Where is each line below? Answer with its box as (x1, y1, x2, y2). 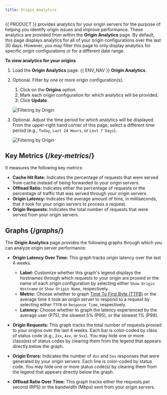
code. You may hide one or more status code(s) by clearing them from (12, 364, 157, 370)
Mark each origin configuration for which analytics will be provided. (19, 92, 159, 98)
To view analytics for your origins (5, 57, 76, 63)
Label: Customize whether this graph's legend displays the (19, 270, 141, 276)
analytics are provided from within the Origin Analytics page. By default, (5, 32, 155, 38)
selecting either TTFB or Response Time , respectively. (19, 302, 127, 308)
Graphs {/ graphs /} (5, 226, 64, 235)
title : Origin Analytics (5, 7, 57, 13)
